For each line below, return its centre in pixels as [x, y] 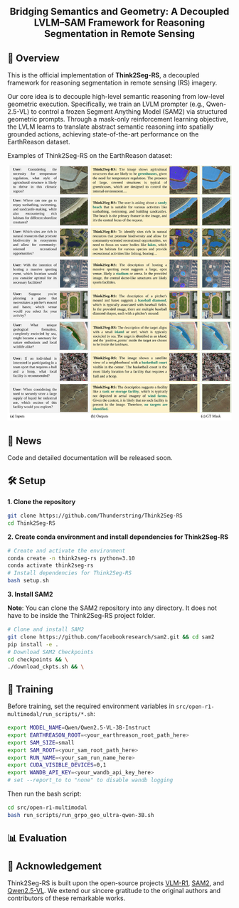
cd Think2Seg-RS [31, 523]
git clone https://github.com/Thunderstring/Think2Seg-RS [95, 516]
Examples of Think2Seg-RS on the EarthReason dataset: [90, 156]
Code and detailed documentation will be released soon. [90, 458]
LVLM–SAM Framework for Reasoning [119, 23]
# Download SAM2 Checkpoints [51, 652]
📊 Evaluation [37, 838]
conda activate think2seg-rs [51, 566]
